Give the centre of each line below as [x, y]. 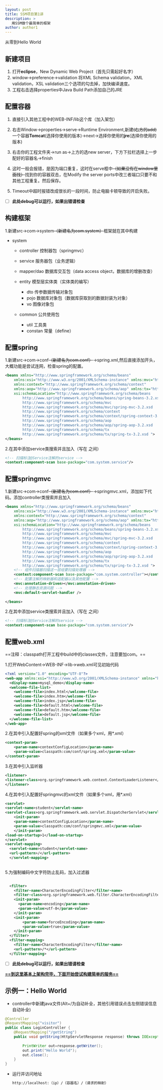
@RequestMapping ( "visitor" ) [33, 1023]
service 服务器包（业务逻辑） [49, 261]
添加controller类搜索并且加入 [42, 498]
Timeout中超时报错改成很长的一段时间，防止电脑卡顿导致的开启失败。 [82, 191]
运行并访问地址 [27, 1074]
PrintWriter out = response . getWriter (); [63, 1046]
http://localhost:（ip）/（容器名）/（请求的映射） [60, 1083]
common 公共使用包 [39, 314]
